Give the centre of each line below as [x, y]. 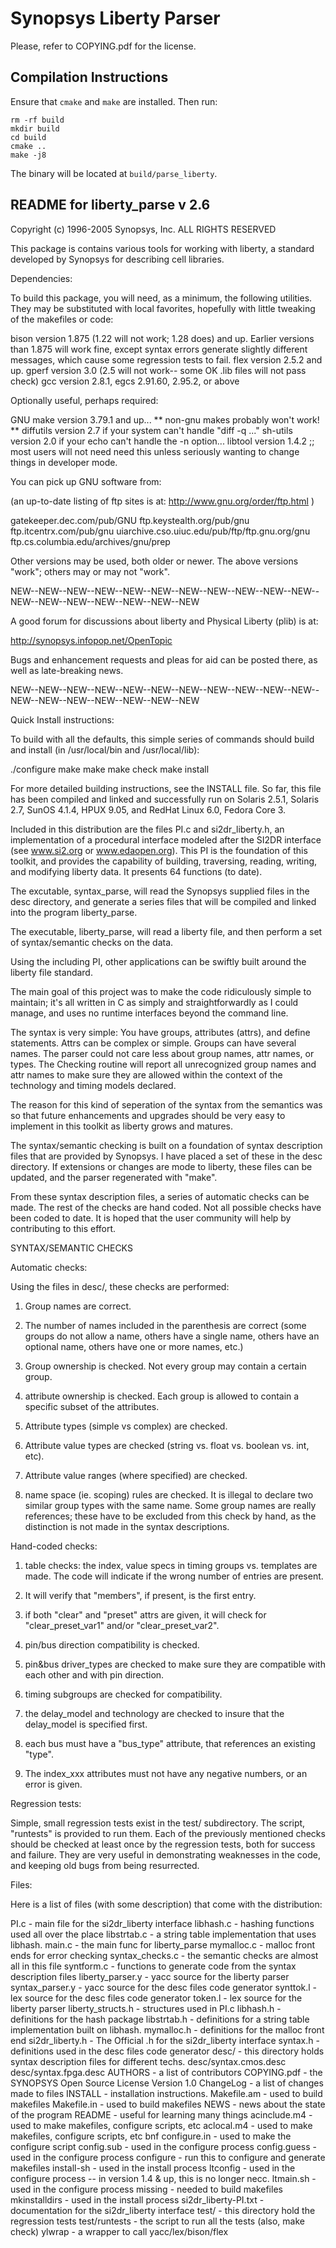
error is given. [53, 1784]
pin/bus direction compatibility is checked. [112, 1644]
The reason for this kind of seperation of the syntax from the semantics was [166, 1104]
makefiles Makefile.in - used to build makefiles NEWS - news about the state [168, 2104]
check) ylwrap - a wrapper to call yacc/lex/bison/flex [119, 2231]
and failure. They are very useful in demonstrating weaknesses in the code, [165, 1854]
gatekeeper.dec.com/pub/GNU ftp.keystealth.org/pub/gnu [130, 520]
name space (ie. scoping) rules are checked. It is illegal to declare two [169, 1494]
